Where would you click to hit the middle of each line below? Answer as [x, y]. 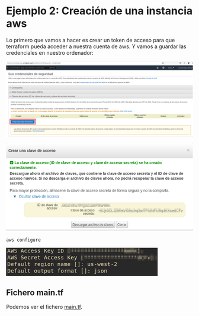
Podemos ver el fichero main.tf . [44, 307]
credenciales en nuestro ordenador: [50, 52]
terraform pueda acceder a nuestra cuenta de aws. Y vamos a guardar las [96, 46]
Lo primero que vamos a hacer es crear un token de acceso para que [91, 40]
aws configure [24, 240]
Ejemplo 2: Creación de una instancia [99, 11]
